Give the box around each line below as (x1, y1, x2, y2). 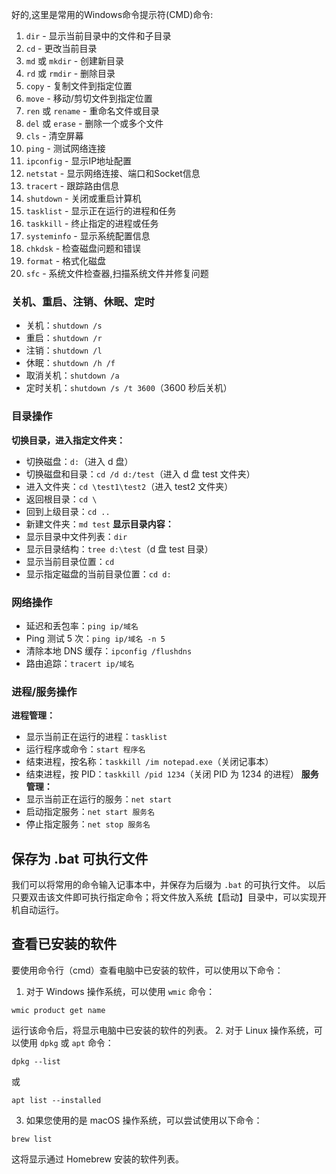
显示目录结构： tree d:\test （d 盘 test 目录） (25, 543, 214, 555)
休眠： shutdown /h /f (25, 357, 116, 369)
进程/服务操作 (11, 684, 78, 698)
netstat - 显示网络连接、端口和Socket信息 (25, 168, 201, 179)
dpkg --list (11, 1056, 61, 1067)
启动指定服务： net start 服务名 (25, 806, 156, 818)
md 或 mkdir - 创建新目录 (25, 55, 125, 67)
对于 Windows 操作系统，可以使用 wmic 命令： (25, 985, 216, 997)
